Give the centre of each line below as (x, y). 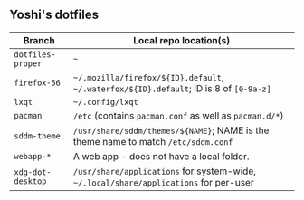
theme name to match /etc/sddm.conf (153, 141)
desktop (30, 181)
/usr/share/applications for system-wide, (164, 171)
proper (28, 63)
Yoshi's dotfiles (54, 15)
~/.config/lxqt (105, 102)
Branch (39, 40)
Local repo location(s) (182, 40)
